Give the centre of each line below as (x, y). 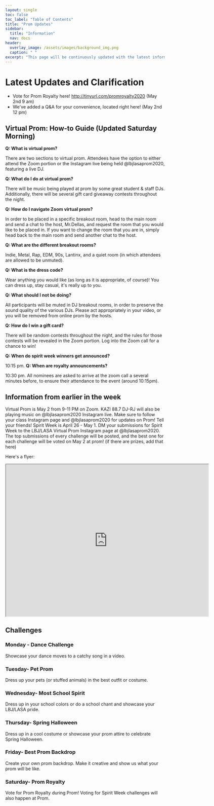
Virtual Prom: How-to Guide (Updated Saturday (81, 128)
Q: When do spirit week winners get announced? (58, 356)
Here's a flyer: (20, 456)
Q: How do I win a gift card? (35, 325)
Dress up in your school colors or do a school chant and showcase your (80, 704)
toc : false (17, 15)
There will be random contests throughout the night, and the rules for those (84, 336)
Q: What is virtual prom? (31, 149)
